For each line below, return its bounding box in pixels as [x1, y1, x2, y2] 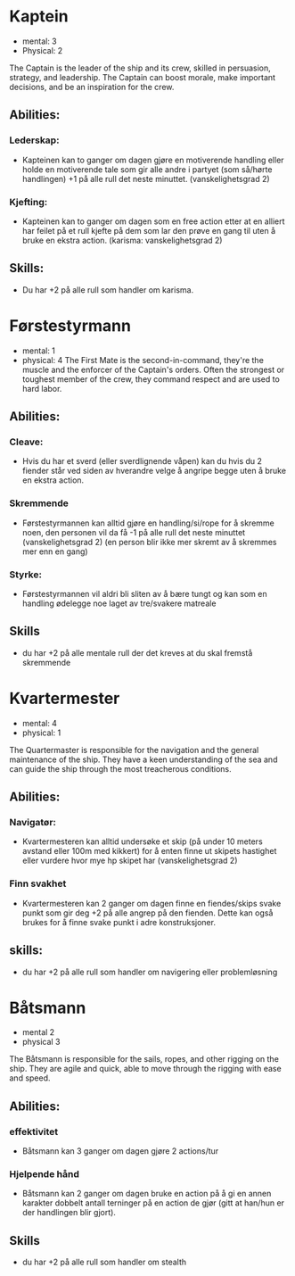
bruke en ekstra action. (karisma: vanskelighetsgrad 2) [21, 235, 223, 245]
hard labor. [21, 383, 62, 394]
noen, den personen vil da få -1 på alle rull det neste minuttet [21, 526, 246, 537]
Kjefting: [9, 195, 48, 208]
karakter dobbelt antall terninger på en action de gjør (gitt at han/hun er [21, 1197, 285, 1208]
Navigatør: [9, 816, 56, 829]
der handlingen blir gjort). [21, 1207, 116, 1218]
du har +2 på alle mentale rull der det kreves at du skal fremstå [21, 647, 253, 658]
